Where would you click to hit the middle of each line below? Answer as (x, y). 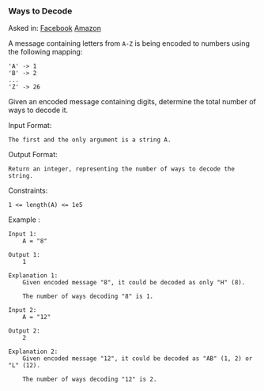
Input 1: (23, 235)
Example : (25, 220)
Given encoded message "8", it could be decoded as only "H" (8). (134, 283)
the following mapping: (45, 52)
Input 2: (23, 310)
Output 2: (25, 331)
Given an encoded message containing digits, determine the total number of (132, 102)
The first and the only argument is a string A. (90, 140)
